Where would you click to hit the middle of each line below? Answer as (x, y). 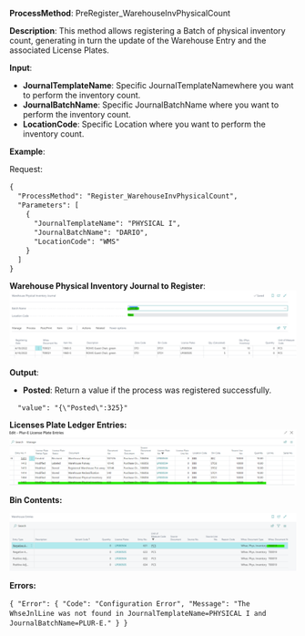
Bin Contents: (36, 500)
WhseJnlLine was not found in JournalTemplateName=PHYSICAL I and (138, 614)
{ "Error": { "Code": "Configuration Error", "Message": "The (130, 604)
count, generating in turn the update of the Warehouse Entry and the (138, 41)
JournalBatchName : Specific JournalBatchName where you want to (151, 105)
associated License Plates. (59, 50)
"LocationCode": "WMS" (76, 241)
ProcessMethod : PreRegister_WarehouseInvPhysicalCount (120, 13)
